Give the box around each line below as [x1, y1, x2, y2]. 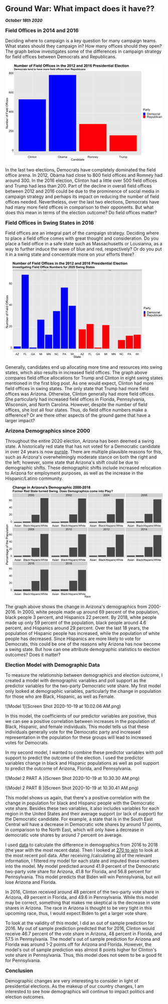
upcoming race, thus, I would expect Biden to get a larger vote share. [5, 910, 148, 916]
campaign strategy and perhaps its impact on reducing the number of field [5, 193, 159, 200]
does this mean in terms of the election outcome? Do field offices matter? [5, 209, 157, 215]
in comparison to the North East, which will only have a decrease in [5, 827, 144, 833]
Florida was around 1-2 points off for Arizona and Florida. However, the [5, 941, 152, 947]
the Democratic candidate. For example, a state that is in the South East [5, 816, 153, 822]
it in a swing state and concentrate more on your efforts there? [5, 251, 134, 257]
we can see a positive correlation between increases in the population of [5, 718, 155, 724]
